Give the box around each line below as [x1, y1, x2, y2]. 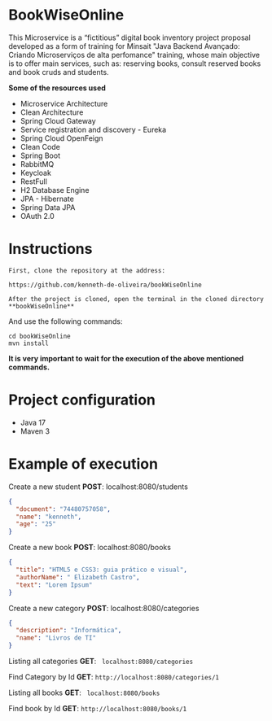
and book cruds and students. [8, 67, 109, 76]
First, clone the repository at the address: [8, 266, 165, 274]
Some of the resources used [8, 83, 106, 93]
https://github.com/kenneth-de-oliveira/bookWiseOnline [8, 281, 202, 289]
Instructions [8, 240, 93, 258]
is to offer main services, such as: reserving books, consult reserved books [8, 59, 261, 68]
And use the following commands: [8, 316, 123, 326]
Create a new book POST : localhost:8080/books [8, 543, 171, 553]
